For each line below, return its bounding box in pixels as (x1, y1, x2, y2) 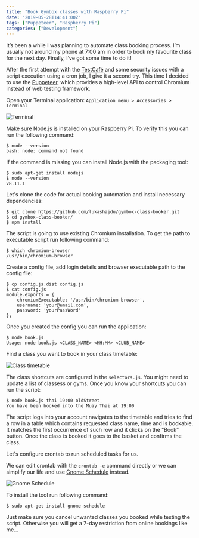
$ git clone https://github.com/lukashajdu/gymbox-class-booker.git (6, 209, 180, 215)
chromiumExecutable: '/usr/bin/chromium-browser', (17, 297, 145, 303)
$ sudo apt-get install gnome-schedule (6, 503, 105, 509)
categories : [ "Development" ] (6, 25, 79, 32)
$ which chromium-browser (6, 248, 70, 254)
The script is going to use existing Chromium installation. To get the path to (6, 230, 191, 237)
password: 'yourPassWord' (17, 308, 82, 313)
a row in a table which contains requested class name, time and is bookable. (6, 420, 194, 427)
